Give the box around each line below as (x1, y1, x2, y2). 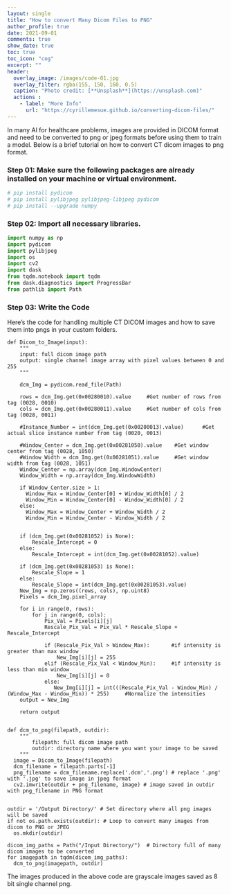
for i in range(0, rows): (19, 605, 95, 613)
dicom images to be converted (7, 848, 95, 856)
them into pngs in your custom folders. (7, 326, 118, 334)
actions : (13, 94, 41, 101)
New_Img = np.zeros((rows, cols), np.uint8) (19, 587, 150, 594)
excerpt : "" (7, 62, 41, 69)
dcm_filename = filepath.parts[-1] (13, 763, 116, 770)
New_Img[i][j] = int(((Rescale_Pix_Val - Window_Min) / (53, 684, 218, 691)
